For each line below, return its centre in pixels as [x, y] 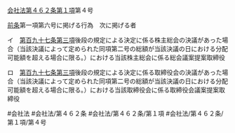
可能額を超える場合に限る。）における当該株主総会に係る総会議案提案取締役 [116, 57]
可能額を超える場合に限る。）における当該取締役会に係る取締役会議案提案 [113, 90]
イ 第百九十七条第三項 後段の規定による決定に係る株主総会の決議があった [115, 40]
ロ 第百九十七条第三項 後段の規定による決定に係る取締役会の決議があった [115, 72]
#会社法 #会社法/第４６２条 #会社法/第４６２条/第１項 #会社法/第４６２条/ [115, 113]
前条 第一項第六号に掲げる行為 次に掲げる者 [72, 25]
